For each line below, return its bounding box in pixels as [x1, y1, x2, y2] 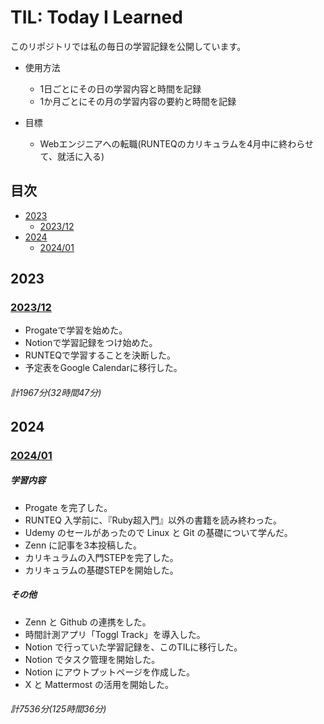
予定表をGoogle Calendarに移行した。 [24, 362, 183, 374]
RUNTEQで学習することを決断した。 [24, 349, 176, 361]
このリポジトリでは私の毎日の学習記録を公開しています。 [10, 40, 247, 52]
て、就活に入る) [39, 150, 105, 162]
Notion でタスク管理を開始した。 [24, 653, 161, 665]
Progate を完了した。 [24, 501, 113, 513]
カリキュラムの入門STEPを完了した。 [24, 551, 179, 563]
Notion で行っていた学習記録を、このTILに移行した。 [24, 641, 243, 653]
